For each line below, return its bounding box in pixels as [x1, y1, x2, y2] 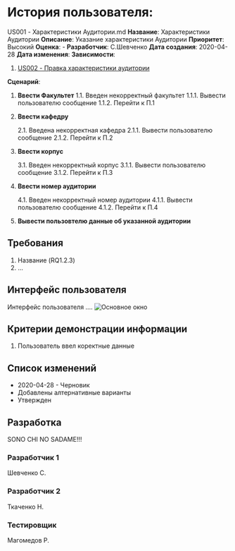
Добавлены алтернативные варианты [17, 389, 132, 397]
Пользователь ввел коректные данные [17, 341, 135, 350]
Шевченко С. [7, 468, 46, 477]
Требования [7, 237, 63, 249]
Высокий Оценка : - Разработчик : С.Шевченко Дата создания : [7, 42, 198, 51]
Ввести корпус [17, 147, 64, 155]
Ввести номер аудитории [17, 181, 96, 190]
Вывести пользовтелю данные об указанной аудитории [17, 217, 191, 225]
